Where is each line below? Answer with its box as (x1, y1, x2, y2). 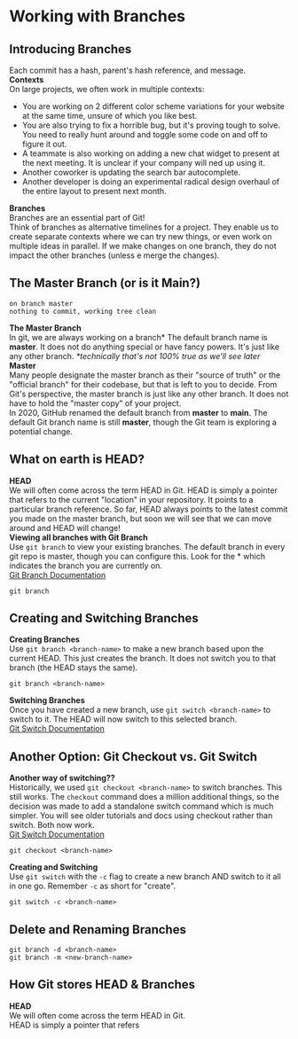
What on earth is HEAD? (9, 452, 145, 467)
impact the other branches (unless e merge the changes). (9, 250, 220, 261)
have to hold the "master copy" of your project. (9, 397, 182, 409)
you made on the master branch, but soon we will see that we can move (9, 512, 272, 524)
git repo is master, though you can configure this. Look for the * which (9, 551, 266, 561)
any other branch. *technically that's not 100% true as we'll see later (9, 350, 261, 361)
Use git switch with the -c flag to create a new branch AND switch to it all (9, 871, 281, 882)
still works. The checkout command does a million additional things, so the (9, 792, 279, 802)
